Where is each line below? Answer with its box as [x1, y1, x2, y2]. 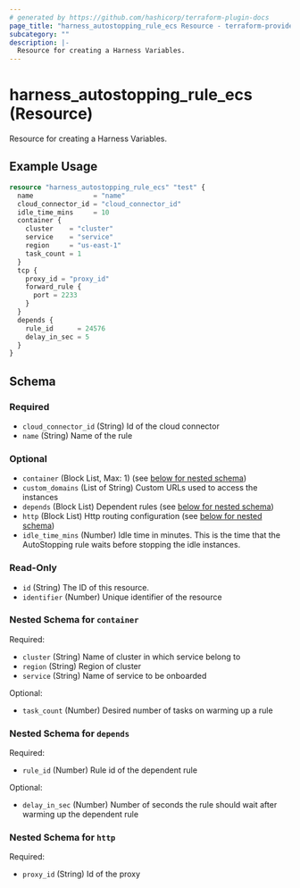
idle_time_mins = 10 [17, 207, 110, 217]
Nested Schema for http [9, 832, 116, 844]
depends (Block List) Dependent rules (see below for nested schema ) [21, 501, 274, 512]
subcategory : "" [9, 29, 70, 38]
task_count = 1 [25, 249, 82, 258]
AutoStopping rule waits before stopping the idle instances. [21, 540, 241, 550]
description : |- [9, 38, 70, 47]
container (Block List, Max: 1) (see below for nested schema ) [21, 473, 247, 483]
